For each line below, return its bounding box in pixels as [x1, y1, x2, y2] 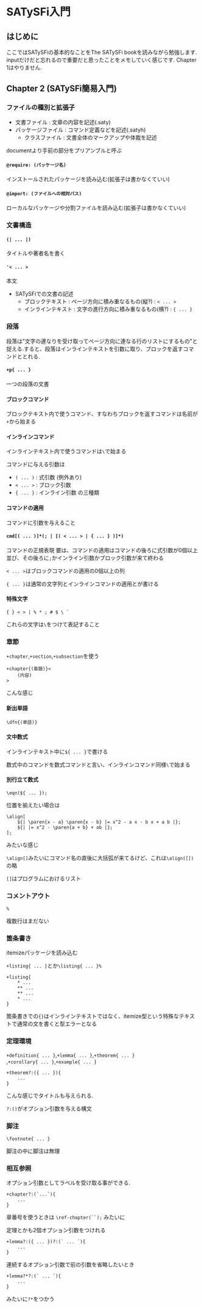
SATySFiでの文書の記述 [15, 290, 74, 298]
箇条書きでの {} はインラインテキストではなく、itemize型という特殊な [6, 1013, 180, 1020]
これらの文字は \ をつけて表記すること [6, 621, 100, 628]
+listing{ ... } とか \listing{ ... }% [6, 962, 102, 969]
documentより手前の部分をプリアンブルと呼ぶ [6, 147, 122, 154]
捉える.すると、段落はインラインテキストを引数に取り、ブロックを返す [6, 345, 184, 352]
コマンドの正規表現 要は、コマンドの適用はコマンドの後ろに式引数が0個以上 [6, 546, 198, 553]
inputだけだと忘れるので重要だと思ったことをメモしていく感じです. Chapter [6, 56, 197, 64]
